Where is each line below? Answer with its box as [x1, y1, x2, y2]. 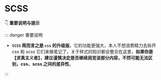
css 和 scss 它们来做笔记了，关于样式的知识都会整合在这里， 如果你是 [11, 48, 154, 54]
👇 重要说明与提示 [4, 20, 40, 26]
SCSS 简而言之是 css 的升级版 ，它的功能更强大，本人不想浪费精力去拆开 [11, 42, 156, 48]
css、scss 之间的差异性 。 [20, 61, 74, 67]
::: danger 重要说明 [4, 32, 43, 38]
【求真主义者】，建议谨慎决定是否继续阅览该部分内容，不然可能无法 [11, 55, 149, 61]
